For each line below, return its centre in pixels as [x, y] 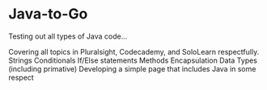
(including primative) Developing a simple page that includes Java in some [132, 68]
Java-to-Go [48, 14]
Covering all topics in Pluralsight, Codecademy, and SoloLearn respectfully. [134, 51]
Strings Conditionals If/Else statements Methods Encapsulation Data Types [133, 60]
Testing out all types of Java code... [68, 36]
